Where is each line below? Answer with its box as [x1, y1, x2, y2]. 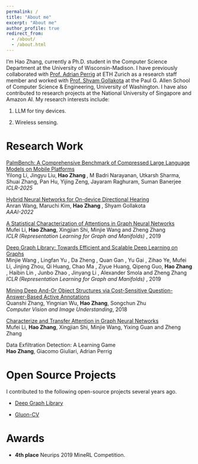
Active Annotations [43, 293, 90, 300]
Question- [148, 287, 173, 294]
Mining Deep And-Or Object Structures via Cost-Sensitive [6, 287, 147, 294]
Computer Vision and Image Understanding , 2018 [6, 306, 127, 313]
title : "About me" [6, 14, 52, 20]
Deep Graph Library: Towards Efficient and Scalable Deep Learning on [6, 244, 178, 251]
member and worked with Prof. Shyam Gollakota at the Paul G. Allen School [6, 76, 190, 84]
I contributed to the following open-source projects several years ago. [6, 388, 177, 395]
